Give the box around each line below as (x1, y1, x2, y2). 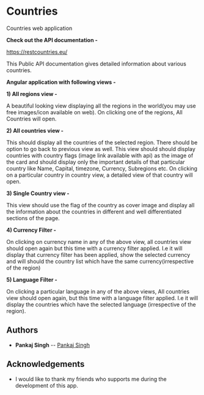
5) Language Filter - (6, 276, 58, 283)
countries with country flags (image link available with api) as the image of (6, 152, 194, 159)
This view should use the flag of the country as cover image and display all (6, 201, 195, 209)
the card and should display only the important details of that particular (6, 158, 185, 166)
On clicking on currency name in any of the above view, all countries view (6, 238, 192, 245)
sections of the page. (6, 214, 60, 221)
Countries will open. (6, 115, 57, 122)
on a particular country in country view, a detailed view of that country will (6, 171, 194, 179)
